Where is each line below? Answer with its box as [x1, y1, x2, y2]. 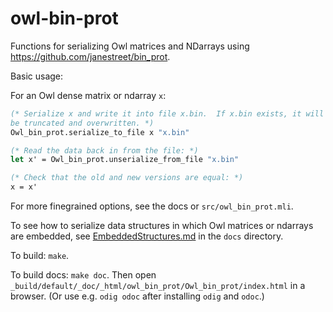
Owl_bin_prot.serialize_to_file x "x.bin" [10, 127, 190, 137]
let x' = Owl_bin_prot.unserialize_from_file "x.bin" [10, 155, 240, 165]
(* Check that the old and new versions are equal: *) [10, 173, 244, 183]
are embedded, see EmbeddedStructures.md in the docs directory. [10, 230, 284, 242]
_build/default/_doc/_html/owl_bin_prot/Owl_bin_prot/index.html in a [10, 280, 306, 292]
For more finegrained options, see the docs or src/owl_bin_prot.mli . [10, 200, 294, 212]
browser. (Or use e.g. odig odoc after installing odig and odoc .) [10, 290, 265, 302]
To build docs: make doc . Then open [10, 269, 157, 281]
